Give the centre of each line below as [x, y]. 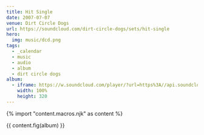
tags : [13, 46]
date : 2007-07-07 [28, 18]
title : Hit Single [29, 12]
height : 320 [32, 96]
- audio [22, 62]
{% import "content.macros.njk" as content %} [65, 113]
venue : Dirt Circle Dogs [38, 23]
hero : [13, 35]
